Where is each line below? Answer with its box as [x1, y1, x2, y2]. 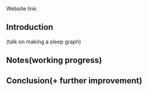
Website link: [6, 5, 38, 12]
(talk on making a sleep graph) [6, 38, 82, 45]
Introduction [6, 22, 54, 32]
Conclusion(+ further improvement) [6, 76, 143, 86]
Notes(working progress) [6, 55, 103, 65]
